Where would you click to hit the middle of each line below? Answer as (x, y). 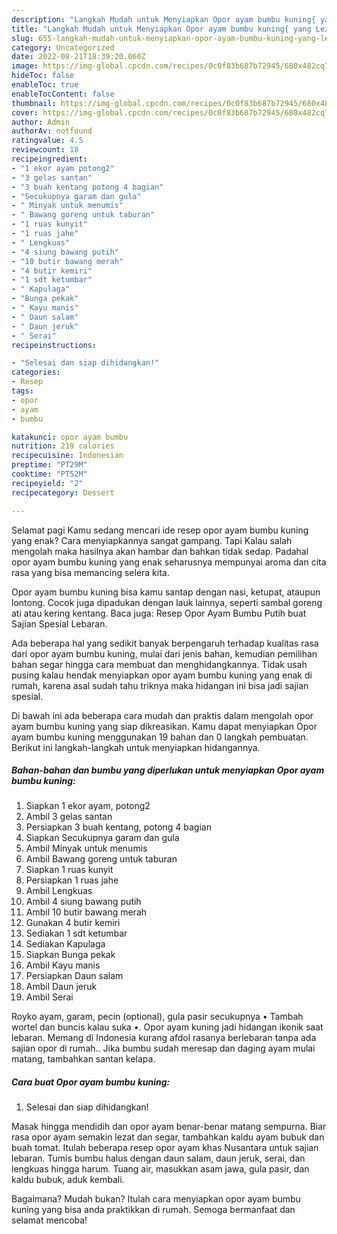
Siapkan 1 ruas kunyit (69, 870)
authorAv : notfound (52, 131)
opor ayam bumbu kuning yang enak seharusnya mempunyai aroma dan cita (169, 562)
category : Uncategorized (63, 47)
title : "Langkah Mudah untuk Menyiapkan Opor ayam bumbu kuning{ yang (161, 29)
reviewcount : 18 (45, 150)
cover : (25, 112)
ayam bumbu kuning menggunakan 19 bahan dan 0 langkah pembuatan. (160, 737)
